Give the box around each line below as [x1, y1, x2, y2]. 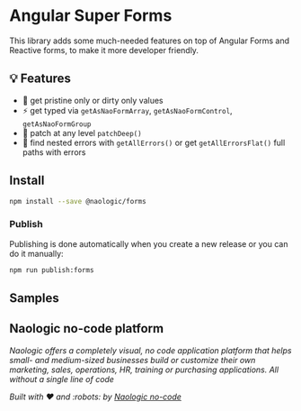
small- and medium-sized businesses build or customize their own [9, 354, 256, 365]
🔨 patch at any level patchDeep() [22, 127, 142, 138]
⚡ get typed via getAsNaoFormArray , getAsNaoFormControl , [22, 105, 233, 115]
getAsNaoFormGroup [22, 119, 92, 129]
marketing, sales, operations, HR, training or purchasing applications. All [9, 364, 279, 375]
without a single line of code [9, 373, 115, 384]
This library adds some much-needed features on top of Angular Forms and [9, 35, 290, 46]
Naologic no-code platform [9, 321, 164, 336]
